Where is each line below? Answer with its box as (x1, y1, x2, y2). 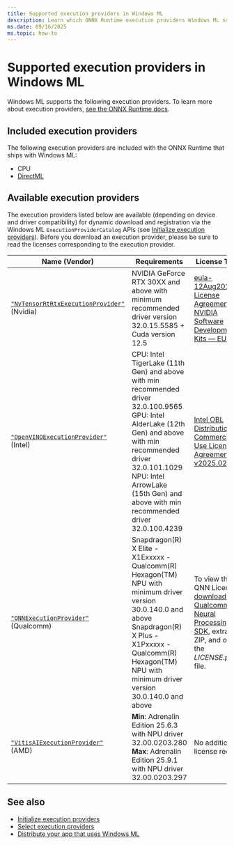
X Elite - (131, 543, 159, 553)
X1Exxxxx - (131, 552, 171, 561)
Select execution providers (17, 822, 95, 830)
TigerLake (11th (131, 358, 185, 368)
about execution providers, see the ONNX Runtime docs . (7, 105, 170, 114)
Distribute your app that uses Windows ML (17, 830, 140, 838)
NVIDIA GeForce (131, 268, 186, 278)
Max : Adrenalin (131, 746, 182, 756)
